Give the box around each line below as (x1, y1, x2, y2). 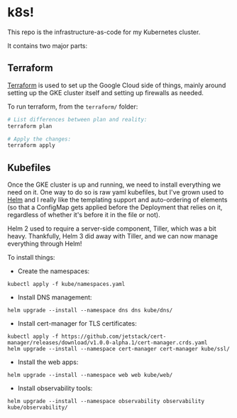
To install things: (7, 253, 55, 262)
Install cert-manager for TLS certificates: (17, 319, 137, 328)
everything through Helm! (7, 239, 82, 248)
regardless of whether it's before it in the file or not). (7, 211, 161, 219)
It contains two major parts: (7, 41, 88, 50)
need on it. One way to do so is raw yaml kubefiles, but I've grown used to (7, 188, 224, 197)
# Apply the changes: (7, 136, 72, 143)
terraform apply (7, 142, 55, 149)
